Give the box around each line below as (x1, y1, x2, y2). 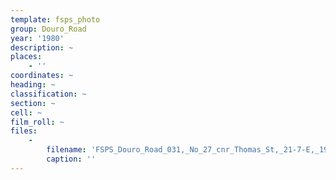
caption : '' (46, 154, 97, 164)
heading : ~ (10, 80, 56, 90)
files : (10, 126, 38, 136)
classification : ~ (10, 89, 87, 99)
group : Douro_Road (10, 24, 87, 34)
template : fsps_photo (10, 14, 101, 25)
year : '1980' (10, 33, 65, 43)
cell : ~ (10, 107, 43, 118)
